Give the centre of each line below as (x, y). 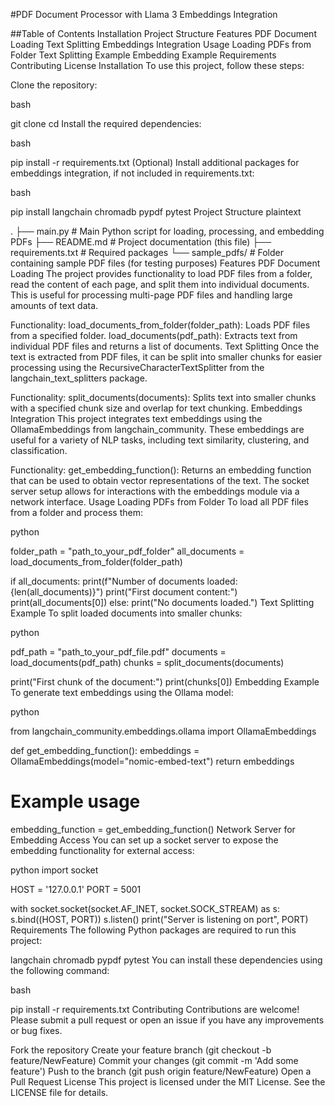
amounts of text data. (54, 305)
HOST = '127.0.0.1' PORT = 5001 (76, 889)
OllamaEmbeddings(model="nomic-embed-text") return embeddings (152, 761)
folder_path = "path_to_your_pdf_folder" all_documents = (127, 551)
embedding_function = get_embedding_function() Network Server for (153, 829)
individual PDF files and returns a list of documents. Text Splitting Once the (165, 346)
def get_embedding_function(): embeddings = (105, 750)
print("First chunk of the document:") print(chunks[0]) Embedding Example (165, 682)
